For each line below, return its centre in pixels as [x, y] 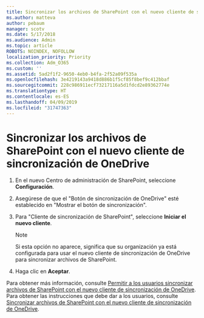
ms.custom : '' [24, 68]
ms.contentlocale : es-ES [38, 96]
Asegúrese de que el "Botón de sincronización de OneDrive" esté [97, 198]
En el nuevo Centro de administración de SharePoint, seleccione [95, 180]
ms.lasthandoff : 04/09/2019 [42, 102]
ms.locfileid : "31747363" [39, 108]
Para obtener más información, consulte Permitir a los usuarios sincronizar [100, 283]
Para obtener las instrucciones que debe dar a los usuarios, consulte [92, 296]
